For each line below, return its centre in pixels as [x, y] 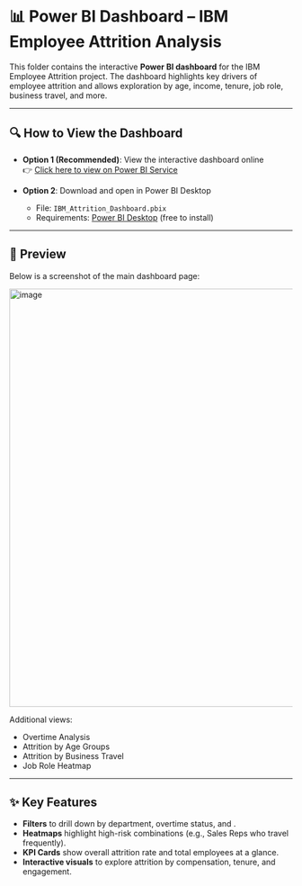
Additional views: [41, 719]
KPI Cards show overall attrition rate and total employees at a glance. [151, 853]
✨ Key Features [53, 802]
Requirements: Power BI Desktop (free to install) [124, 217]
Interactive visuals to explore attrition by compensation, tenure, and [149, 862]
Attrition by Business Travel [73, 755]
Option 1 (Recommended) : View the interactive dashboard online [143, 159]
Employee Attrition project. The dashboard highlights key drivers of [133, 76]
